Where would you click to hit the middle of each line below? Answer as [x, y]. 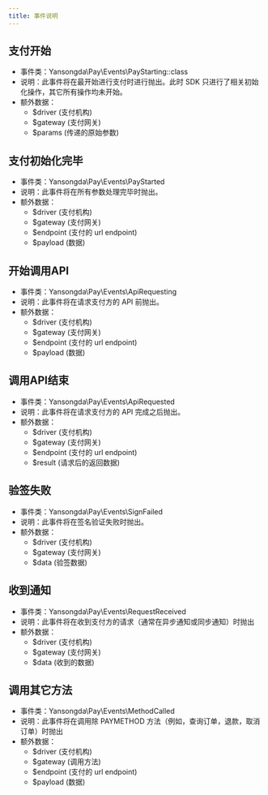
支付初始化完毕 [46, 160]
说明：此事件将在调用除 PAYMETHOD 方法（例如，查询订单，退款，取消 [140, 721]
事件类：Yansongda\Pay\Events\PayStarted [92, 182]
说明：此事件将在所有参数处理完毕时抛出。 [91, 192]
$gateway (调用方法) [66, 762]
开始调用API [39, 271]
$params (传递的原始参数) [76, 133]
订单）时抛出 [41, 732]
